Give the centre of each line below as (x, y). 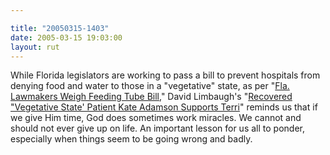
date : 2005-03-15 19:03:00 (66, 37)
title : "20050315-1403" (60, 28)
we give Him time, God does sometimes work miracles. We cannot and (156, 118)
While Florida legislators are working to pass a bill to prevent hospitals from (165, 75)
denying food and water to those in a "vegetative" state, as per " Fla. (150, 86)
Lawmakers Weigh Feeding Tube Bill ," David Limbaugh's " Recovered (151, 97)
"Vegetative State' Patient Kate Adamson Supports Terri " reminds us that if (164, 107)
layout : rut (35, 47)
